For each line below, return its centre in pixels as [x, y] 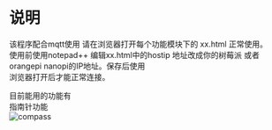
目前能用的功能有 [40, 95]
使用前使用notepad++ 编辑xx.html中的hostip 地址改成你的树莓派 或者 [135, 54]
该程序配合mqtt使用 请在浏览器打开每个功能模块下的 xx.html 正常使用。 [138, 44]
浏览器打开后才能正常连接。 [60, 76]
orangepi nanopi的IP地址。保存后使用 [77, 66]
